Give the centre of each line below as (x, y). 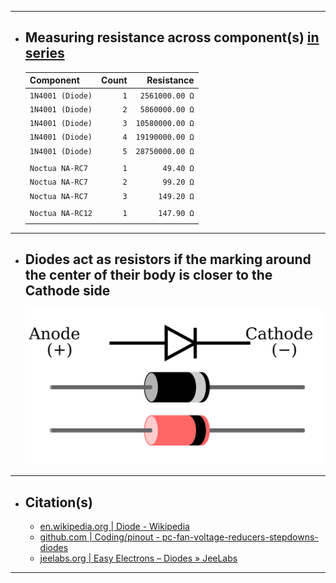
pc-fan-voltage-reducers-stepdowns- (240, 537)
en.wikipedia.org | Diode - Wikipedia (114, 526)
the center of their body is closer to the (148, 275)
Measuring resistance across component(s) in (172, 37)
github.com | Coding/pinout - (99, 537)
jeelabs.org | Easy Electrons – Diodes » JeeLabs (138, 558)
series (44, 53)
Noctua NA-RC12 (61, 214)
